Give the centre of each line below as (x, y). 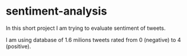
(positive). (18, 46)
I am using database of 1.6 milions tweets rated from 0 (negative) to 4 (93, 40)
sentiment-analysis (56, 11)
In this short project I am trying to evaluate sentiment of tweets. (86, 28)
